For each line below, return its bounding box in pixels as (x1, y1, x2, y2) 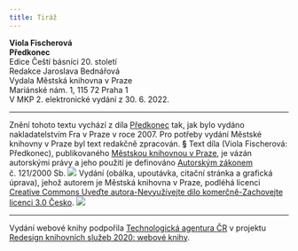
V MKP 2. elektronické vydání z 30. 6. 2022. (9, 94, 170, 105)
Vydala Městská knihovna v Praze (9, 75, 133, 85)
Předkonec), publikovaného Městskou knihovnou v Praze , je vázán (9, 147, 253, 158)
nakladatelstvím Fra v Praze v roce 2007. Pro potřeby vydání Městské (9, 129, 263, 139)
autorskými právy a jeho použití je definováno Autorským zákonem (9, 157, 253, 168)
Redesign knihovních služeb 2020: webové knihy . (9, 231, 191, 242)
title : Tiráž (9, 12, 58, 22)
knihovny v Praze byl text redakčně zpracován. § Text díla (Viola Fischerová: (9, 138, 288, 149)
